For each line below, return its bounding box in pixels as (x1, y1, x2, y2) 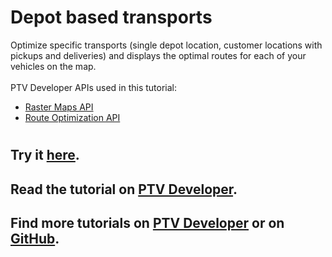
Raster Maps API (24, 101, 94, 113)
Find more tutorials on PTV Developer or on (10, 214, 285, 231)
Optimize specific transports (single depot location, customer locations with (10, 39, 323, 51)
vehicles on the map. (10, 60, 97, 72)
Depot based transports (10, 6, 213, 29)
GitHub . (10, 230, 60, 247)
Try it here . (10, 147, 80, 164)
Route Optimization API (24, 111, 121, 123)
